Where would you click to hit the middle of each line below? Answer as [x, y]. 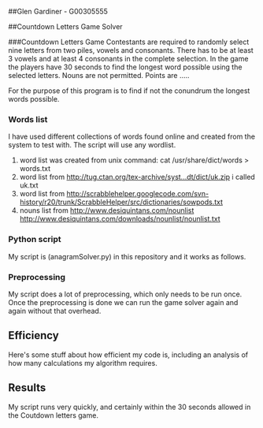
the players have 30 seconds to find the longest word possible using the [125, 67]
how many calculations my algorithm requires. [83, 363]
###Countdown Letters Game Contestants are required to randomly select [129, 42]
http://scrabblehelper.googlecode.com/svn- [138, 194]
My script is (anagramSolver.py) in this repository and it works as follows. [127, 256]
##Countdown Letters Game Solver [66, 26]
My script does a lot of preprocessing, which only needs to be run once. [125, 294]
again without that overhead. [55, 311]
